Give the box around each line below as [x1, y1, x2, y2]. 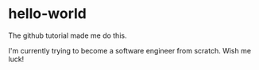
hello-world [8, 5, 87, 23]
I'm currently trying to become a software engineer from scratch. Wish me [8, 46, 252, 55]
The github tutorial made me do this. [8, 31, 127, 40]
